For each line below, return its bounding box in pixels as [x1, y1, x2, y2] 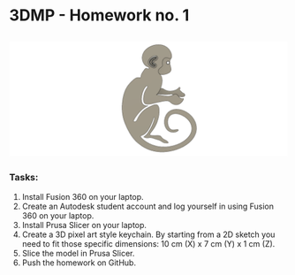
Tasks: [9, 172, 39, 184]
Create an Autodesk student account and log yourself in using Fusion [21, 201, 274, 211]
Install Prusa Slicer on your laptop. [21, 219, 147, 230]
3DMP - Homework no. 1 [9, 5, 190, 26]
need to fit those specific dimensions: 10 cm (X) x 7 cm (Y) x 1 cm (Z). [21, 238, 276, 248]
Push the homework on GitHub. [21, 257, 137, 268]
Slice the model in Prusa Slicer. [21, 248, 135, 258]
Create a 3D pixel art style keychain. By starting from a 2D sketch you [21, 229, 276, 240]
